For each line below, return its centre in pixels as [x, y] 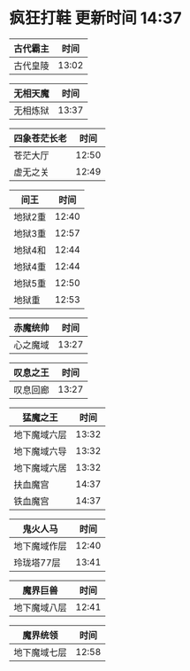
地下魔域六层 [41, 434]
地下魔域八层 [41, 607]
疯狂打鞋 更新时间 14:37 [95, 18]
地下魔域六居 [41, 468]
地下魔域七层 [41, 652]
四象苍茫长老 [41, 138]
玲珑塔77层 [37, 562]
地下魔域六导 [41, 451]
